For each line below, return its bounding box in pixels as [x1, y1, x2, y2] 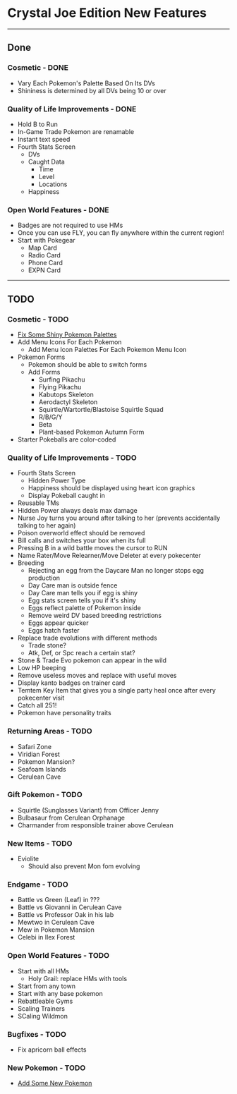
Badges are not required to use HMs [17, 221, 123, 230]
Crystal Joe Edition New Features [7, 5, 207, 21]
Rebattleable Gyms [17, 997, 73, 1005]
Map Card [28, 243, 58, 252]
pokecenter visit [17, 693, 65, 703]
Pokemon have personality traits [17, 709, 111, 717]
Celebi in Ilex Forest [17, 933, 75, 942]
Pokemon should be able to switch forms [28, 360, 147, 368]
